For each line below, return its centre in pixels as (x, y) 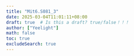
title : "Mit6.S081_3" (32, 11)
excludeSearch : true (31, 44)
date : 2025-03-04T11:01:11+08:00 (47, 17)
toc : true (18, 38)
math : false (20, 33)
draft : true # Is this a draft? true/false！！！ (68, 22)
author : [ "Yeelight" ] (32, 28)
